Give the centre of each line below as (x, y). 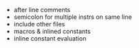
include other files (39, 24)
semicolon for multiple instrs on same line (73, 17)
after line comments (42, 10)
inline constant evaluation (50, 39)
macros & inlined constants (52, 31)
